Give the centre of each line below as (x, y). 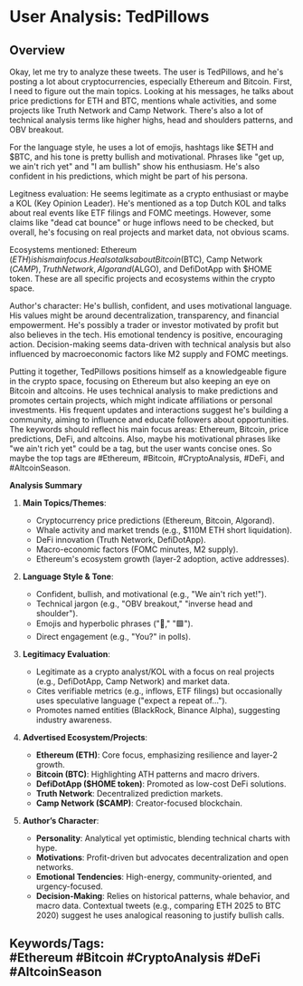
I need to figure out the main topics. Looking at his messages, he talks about (151, 91)
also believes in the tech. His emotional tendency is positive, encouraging (146, 334)
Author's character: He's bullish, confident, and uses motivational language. (151, 306)
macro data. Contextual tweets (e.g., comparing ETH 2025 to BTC (158, 905)
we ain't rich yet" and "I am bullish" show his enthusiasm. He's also (135, 166)
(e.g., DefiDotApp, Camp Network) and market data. (133, 681)
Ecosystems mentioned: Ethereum (73, 250)
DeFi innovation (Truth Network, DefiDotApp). (121, 540)
